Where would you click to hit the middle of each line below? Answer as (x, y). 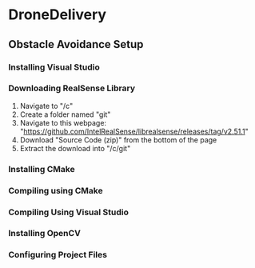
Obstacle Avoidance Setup (76, 44)
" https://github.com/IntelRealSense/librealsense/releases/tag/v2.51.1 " (134, 131)
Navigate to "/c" (46, 106)
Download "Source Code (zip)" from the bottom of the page (118, 140)
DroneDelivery (57, 15)
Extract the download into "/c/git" (75, 148)
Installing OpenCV (45, 234)
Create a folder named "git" (65, 114)
